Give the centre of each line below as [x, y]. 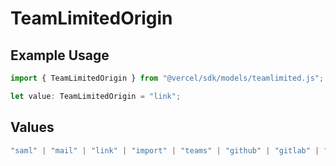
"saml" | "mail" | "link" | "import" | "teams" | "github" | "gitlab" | [165, 150]
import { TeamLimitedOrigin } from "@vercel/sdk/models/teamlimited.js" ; [167, 78]
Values [32, 127]
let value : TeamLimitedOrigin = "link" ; [96, 96]
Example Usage [60, 55]
